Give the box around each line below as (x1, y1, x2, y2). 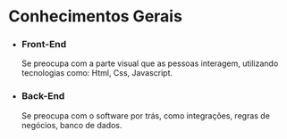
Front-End (21, 38, 67, 51)
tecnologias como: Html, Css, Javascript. (21, 68, 173, 78)
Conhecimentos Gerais (8, 6, 182, 27)
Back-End (21, 90, 65, 102)
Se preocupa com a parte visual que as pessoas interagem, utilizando (21, 58, 279, 69)
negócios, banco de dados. (21, 119, 122, 130)
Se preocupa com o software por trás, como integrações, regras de (21, 110, 270, 121)
